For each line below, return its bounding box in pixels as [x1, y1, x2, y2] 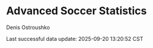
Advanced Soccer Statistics [6, 4, 147, 18]
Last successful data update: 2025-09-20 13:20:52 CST [6, 35, 143, 42]
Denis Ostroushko [6, 24, 51, 31]
